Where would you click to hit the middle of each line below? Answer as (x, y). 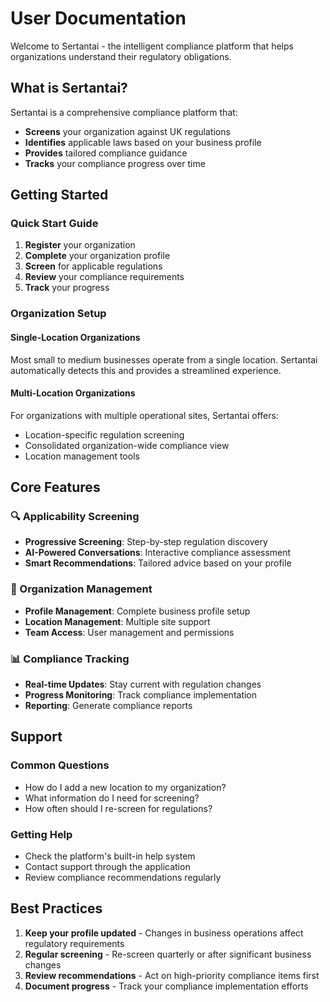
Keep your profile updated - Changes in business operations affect (164, 933)
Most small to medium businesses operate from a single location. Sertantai (164, 359)
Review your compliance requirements (104, 277)
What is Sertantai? (69, 88)
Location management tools (82, 456)
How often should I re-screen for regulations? (118, 808)
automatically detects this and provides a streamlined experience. (146, 370)
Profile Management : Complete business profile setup (137, 611)
